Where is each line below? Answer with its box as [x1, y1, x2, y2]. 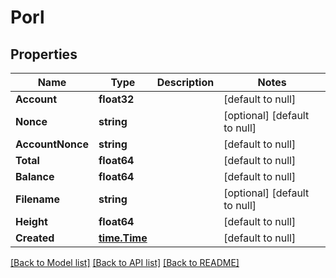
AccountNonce [15, 137, 89, 151]
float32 [98, 92, 135, 106]
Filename [15, 192, 60, 206]
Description [156, 76, 215, 89]
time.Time [98, 231, 148, 245]
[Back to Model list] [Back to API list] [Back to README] [10, 257, 240, 268]
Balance [15, 170, 55, 183]
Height [15, 215, 48, 228]
